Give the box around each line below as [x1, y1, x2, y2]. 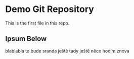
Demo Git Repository [5, 3, 95, 15]
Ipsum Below [5, 34, 47, 43]
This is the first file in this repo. [5, 20, 70, 26]
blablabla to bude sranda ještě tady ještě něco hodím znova [5, 47, 130, 53]
